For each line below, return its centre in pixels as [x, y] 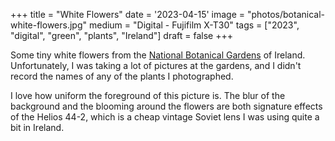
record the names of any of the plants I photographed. [122, 76]
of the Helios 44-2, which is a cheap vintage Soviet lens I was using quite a [165, 117]
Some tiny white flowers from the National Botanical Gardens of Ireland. [158, 55]
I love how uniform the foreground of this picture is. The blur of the [148, 95]
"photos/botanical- [286, 14]
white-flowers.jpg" [49, 25]
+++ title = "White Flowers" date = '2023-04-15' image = [128, 14]
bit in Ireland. [37, 127]
